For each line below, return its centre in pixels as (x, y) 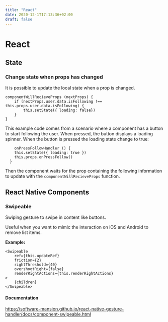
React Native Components (47, 192)
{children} (26, 282)
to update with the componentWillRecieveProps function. (63, 176)
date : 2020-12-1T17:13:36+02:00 (39, 15)
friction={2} (28, 260)
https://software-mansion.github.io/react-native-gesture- (65, 309)
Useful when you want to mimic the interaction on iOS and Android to (77, 227)
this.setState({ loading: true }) (50, 153)
